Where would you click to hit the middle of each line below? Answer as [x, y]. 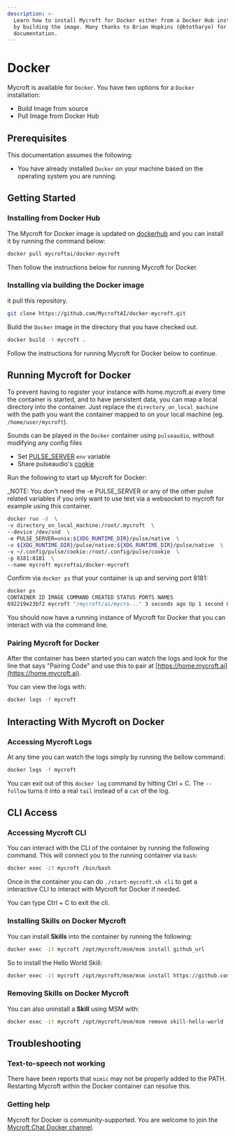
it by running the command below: [57, 241]
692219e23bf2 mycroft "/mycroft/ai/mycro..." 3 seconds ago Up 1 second [115, 604]
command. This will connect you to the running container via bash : [102, 855]
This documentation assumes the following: [70, 155]
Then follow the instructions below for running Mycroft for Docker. [102, 267]
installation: [24, 95]
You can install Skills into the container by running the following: [100, 936]
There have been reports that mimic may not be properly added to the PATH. [117, 1079]
